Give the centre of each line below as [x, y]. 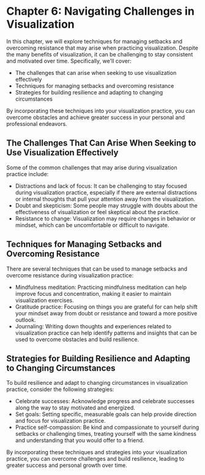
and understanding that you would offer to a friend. [80, 441]
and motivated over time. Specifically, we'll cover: [69, 61]
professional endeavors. [37, 123]
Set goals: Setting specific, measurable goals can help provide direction [106, 414]
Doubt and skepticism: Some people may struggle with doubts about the [106, 205]
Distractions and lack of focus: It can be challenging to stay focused [101, 186]
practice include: [28, 174]
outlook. [25, 320]
